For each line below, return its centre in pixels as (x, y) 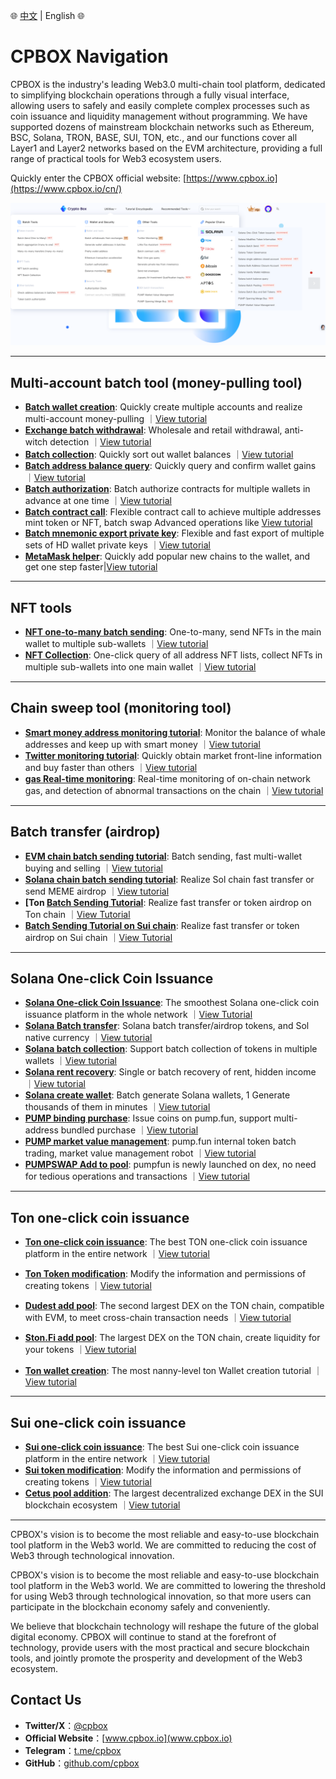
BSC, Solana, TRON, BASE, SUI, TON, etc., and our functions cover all (154, 137)
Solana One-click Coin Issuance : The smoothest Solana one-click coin (172, 1003)
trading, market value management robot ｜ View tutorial (140, 1153)
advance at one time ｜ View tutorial (98, 501)
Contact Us (46, 1700)
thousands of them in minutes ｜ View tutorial (117, 1107)
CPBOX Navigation (89, 56)
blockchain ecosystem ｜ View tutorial (102, 1505)
